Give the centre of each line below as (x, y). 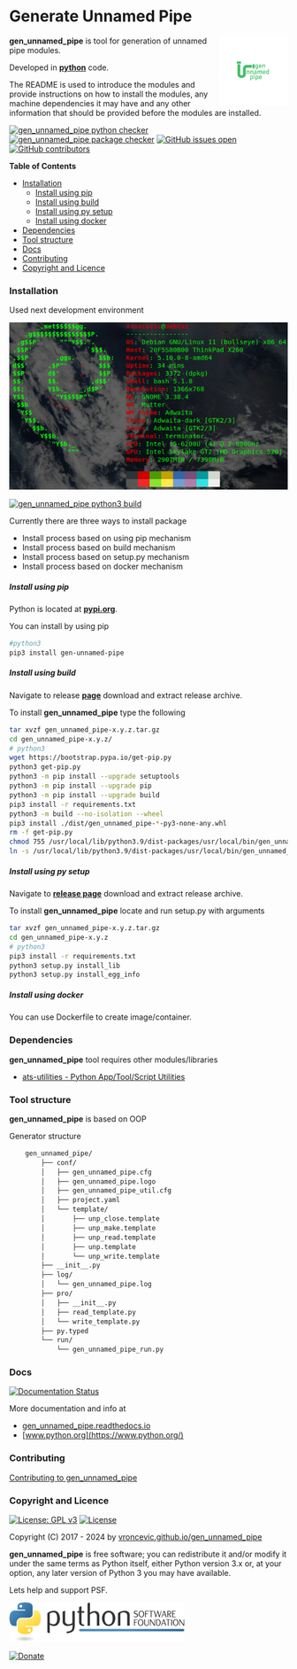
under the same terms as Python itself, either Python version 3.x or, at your (145, 1564)
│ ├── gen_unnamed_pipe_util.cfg (107, 1191)
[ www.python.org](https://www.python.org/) (103, 1435)
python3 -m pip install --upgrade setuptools (94, 777)
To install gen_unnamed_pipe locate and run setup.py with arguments (137, 911)
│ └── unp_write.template (101, 1256)
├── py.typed (65, 1331)
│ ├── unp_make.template (99, 1228)
